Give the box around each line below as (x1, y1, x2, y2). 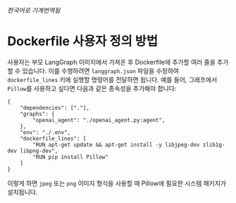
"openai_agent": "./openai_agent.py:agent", (32, 117, 166, 124)
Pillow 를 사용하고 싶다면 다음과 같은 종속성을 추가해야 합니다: (7, 84, 177, 93)
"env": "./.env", (20, 129, 71, 136)
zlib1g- (202, 141, 225, 148)
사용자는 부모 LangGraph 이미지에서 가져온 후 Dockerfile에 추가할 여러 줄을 (7, 58, 216, 66)
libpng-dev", (20, 147, 58, 155)
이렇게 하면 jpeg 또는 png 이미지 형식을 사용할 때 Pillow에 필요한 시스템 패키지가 (7, 178, 227, 188)
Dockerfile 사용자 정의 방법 (7, 34, 159, 49)
